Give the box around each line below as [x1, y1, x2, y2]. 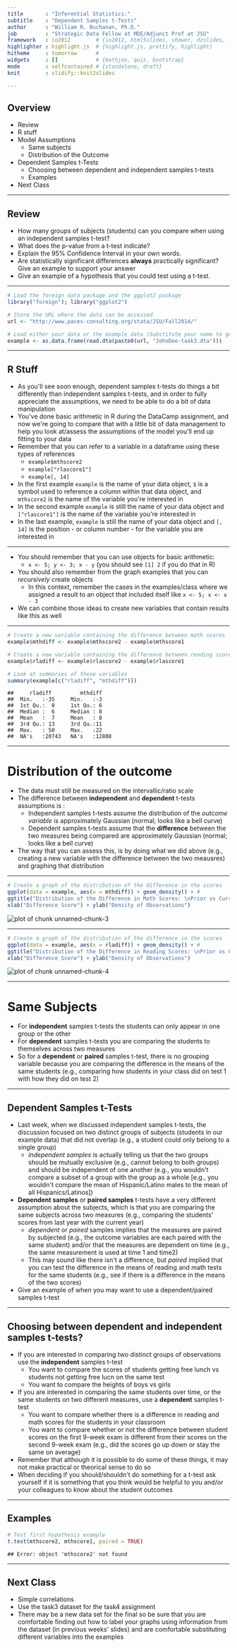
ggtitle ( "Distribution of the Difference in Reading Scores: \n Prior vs [7, 948, 226, 955]
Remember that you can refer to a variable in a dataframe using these [17, 443, 220, 451]
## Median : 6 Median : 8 [7, 708, 102, 715]
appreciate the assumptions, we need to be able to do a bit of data [17, 397, 211, 406]
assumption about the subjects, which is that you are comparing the [17, 1203, 215, 1212]
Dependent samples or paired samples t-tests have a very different [17, 1196, 217, 1204]
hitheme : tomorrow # [7, 50, 99, 57]
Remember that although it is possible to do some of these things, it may [17, 1455, 229, 1463]
